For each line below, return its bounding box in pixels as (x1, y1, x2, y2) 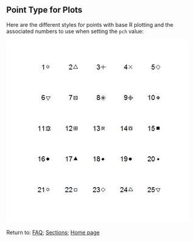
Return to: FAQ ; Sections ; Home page (6, 229, 100, 236)
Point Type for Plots (6, 5, 83, 15)
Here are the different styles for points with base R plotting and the (6, 21, 174, 28)
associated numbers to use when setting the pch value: (6, 27, 144, 35)
